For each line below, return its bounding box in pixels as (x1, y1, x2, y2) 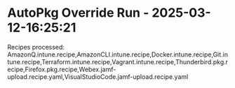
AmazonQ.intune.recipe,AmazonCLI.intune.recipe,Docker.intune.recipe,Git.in (7, 50, 228, 59)
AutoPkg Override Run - (7, 5, 149, 21)
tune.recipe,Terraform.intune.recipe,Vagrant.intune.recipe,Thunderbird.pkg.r (7, 57, 229, 66)
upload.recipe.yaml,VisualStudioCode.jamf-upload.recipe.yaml (7, 72, 189, 81)
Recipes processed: (7, 43, 65, 51)
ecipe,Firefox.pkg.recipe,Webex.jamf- (7, 65, 116, 73)
